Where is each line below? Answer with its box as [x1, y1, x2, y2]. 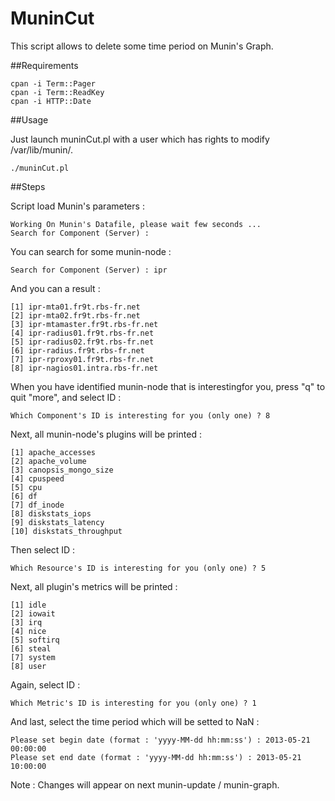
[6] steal [10, 643, 52, 654]
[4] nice [10, 626, 47, 636]
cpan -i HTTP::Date [10, 96, 92, 106]
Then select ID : [10, 543, 76, 556]
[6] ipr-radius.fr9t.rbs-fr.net [10, 345, 145, 356]
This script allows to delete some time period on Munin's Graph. [10, 40, 274, 52]
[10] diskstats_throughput [10, 526, 123, 536]
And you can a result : [10, 282, 101, 294]
